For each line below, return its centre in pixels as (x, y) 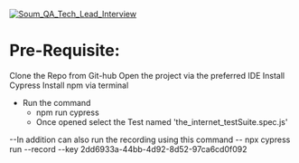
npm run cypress (67, 112)
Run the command (56, 102)
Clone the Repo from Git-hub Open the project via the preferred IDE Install (147, 75)
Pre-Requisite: (65, 51)
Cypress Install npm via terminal (69, 85)
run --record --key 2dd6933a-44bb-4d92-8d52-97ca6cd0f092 (128, 149)
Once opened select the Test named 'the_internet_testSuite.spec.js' (162, 121)
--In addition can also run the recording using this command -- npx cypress (150, 139)
